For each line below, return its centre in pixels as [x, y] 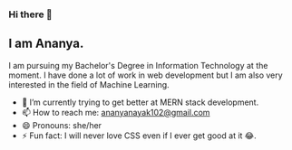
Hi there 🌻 [31, 14]
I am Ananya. [46, 44]
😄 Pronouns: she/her [61, 125]
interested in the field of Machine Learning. [89, 84]
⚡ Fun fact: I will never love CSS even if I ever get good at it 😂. [139, 136]
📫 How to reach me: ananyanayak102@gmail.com [116, 112]
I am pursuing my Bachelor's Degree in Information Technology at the [138, 65]
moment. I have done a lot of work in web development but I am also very [146, 75]
